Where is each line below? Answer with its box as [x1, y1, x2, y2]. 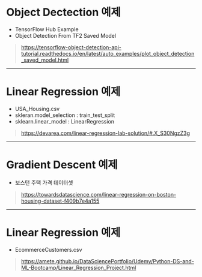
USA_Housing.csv [14, 105, 60, 112]
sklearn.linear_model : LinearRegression [14, 118, 115, 125]
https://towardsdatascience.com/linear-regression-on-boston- [20, 191, 176, 198]
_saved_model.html [20, 56, 69, 64]
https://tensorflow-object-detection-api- [20, 43, 122, 51]
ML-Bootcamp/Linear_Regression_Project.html [20, 264, 136, 271]
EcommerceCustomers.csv [14, 246, 82, 253]
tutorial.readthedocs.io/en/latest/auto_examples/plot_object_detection [20, 50, 195, 57]
